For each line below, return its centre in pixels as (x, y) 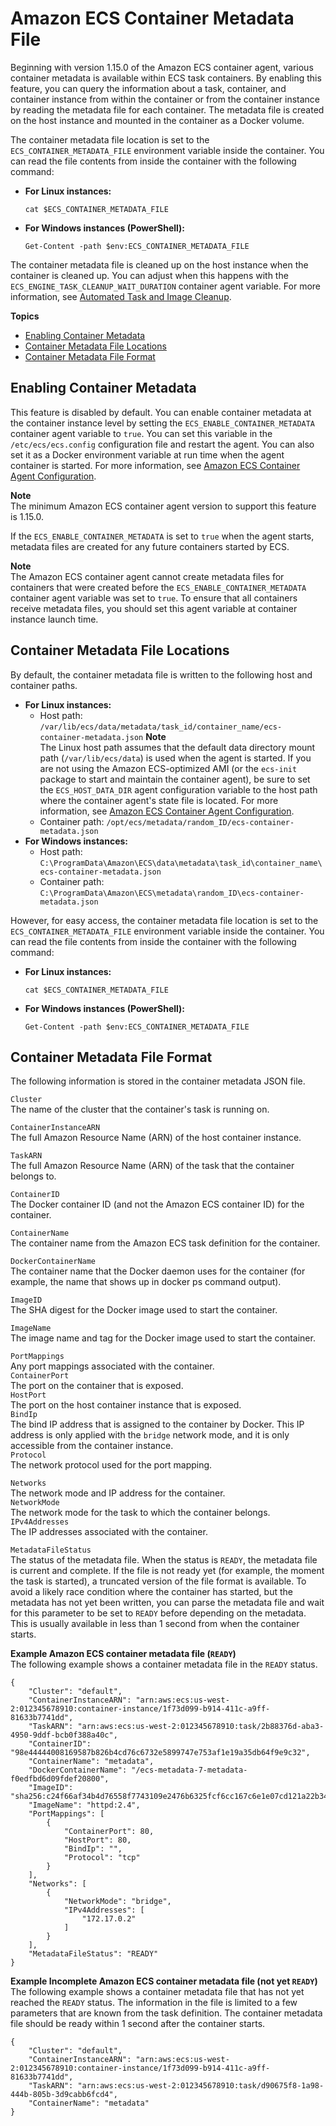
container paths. (44, 685)
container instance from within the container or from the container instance (165, 99)
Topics (25, 316)
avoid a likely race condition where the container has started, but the (151, 1592)
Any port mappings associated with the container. (112, 1366)
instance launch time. (54, 619)
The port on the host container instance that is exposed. (126, 1405)
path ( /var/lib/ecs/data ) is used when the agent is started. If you (175, 758)
